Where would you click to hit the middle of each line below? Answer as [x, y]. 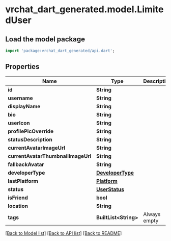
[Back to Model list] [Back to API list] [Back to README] [64, 233]
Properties [22, 67]
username [20, 98]
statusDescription [30, 139]
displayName [24, 106]
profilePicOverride [31, 131]
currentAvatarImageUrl [36, 148]
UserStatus [110, 189]
